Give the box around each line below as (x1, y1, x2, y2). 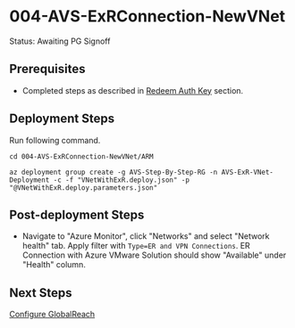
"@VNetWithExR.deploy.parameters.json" (9, 183, 158, 193)
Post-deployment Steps (9, 207, 145, 222)
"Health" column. (21, 259, 87, 270)
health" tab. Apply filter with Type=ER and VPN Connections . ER (21, 241, 250, 251)
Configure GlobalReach (9, 309, 96, 320)
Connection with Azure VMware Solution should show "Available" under (21, 250, 287, 260)
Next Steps (9, 285, 72, 300)
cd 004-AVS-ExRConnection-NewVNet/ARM (9, 152, 154, 161)
